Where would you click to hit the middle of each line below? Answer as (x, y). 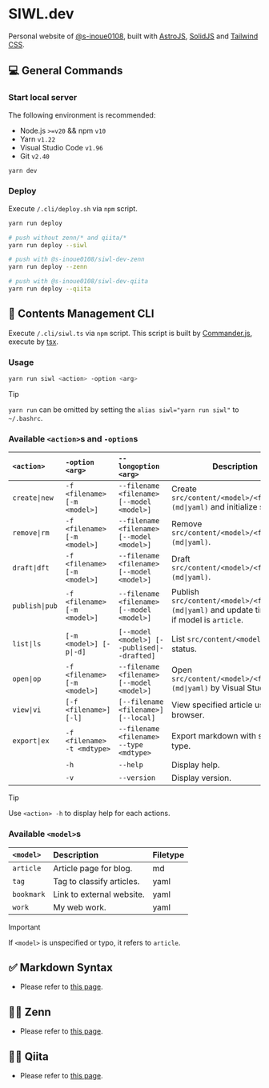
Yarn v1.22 (38, 139)
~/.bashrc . (26, 418)
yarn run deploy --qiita (50, 289)
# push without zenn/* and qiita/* (68, 238)
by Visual (228, 688)
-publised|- (141, 648)
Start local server (43, 98)
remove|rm (31, 533)
